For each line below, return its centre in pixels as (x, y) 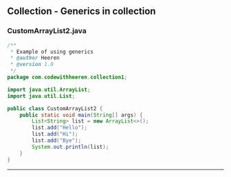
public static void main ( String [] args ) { (81, 115)
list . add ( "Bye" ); (56, 140)
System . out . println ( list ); (70, 147)
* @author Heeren (35, 58)
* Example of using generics (52, 52)
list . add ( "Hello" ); (60, 128)
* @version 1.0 (32, 65)
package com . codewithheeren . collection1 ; (67, 77)
